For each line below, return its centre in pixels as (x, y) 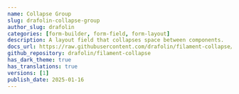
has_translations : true (43, 66)
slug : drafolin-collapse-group (54, 20)
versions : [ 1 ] (28, 73)
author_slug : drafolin (41, 27)
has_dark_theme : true (39, 60)
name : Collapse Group (39, 14)
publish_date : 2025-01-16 (46, 80)
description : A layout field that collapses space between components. (116, 40)
